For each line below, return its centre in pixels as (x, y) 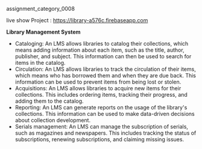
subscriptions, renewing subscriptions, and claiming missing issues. (99, 139)
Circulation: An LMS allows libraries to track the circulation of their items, (105, 69)
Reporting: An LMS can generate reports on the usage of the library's (101, 107)
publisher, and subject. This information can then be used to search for (103, 56)
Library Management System (43, 32)
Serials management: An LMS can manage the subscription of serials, (102, 126)
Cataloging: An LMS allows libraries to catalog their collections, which (102, 44)
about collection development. (53, 120)
